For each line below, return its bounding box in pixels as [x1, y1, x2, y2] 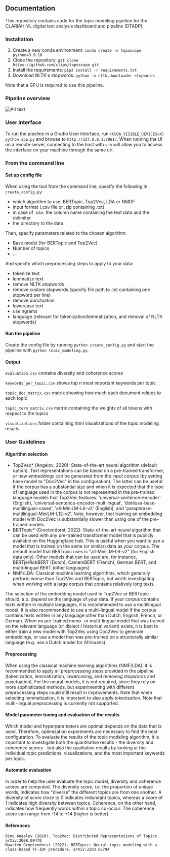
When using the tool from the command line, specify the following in [5, 183, 148, 189]
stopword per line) [12, 292, 51, 298]
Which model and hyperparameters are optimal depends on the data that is [5, 723, 162, 729]
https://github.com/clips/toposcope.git [12, 62, 99, 68]
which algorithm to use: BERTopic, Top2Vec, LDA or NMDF [12, 198, 135, 205]
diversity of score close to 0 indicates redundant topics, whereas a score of [5, 795, 163, 801]
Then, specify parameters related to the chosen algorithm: [5, 230, 127, 236]
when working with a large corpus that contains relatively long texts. [12, 581, 155, 587]
